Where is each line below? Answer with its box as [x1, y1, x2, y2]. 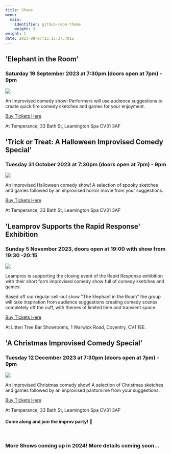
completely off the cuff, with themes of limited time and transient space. [5, 304, 157, 310]
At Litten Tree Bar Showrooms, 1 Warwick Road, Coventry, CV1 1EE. [5, 324, 146, 330]
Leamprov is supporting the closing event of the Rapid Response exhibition [5, 272, 163, 279]
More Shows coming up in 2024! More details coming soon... [5, 442, 160, 449]
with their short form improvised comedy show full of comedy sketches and [5, 278, 165, 284]
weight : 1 [5, 31, 27, 36]
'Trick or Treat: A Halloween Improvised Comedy [5, 137, 163, 146]
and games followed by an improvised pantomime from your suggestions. [5, 387, 160, 393]
